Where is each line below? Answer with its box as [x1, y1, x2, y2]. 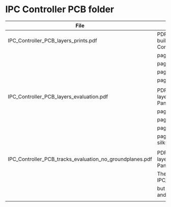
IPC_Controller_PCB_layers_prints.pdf [8, 37, 98, 44]
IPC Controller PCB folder [5, 4, 115, 15]
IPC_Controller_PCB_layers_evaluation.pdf [8, 93, 108, 100]
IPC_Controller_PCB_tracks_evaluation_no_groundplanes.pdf [8, 156, 153, 163]
